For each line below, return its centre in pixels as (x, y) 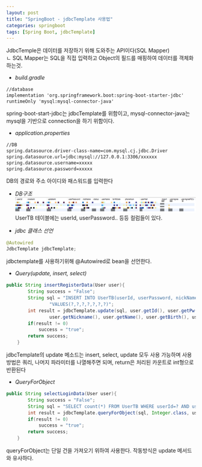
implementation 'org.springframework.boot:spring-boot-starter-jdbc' (95, 96)
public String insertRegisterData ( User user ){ (66, 285)
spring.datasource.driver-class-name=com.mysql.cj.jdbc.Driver (87, 151)
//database (20, 90)
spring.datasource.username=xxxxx (50, 163)
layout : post (23, 13)
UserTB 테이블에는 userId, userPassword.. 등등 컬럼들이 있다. (89, 218)
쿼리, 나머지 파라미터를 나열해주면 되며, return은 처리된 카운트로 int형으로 (108, 363)
